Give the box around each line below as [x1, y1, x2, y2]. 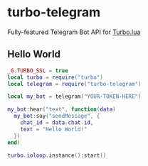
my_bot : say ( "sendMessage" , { [14, 113, 100, 120]
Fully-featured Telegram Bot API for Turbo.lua [7, 28, 141, 36]
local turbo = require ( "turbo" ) [7, 74, 103, 81]
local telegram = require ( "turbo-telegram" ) [7, 80, 142, 87]
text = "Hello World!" [20, 126, 88, 133]
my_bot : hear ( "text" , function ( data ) [7, 106, 116, 114]
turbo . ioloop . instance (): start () [7, 152, 107, 159]
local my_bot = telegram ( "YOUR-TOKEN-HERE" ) [7, 93, 142, 100]
